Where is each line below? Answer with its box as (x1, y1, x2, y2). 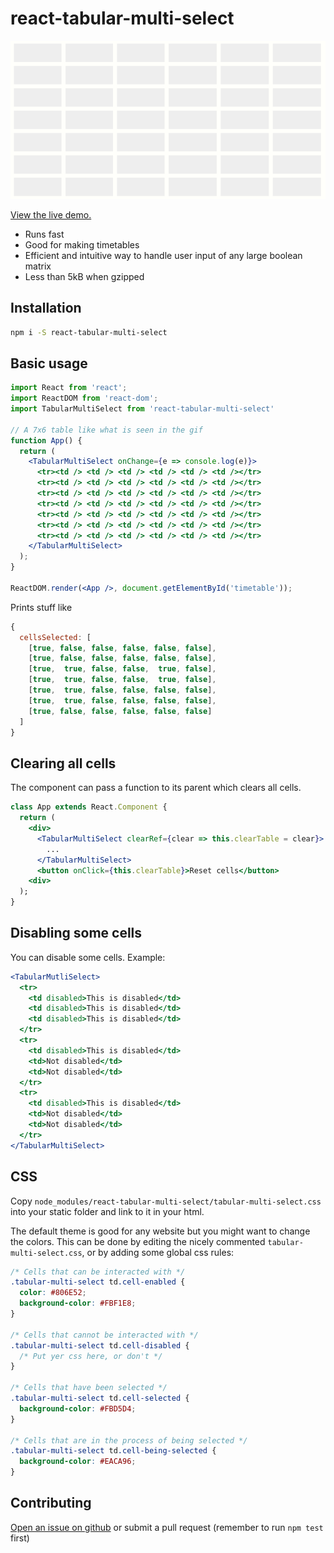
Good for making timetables (24, 238, 140, 251)
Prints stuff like (10, 601, 73, 613)
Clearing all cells (10, 755, 117, 772)
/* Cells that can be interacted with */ (10, 1267, 186, 1277)
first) (10, 1532, 30, 1544)
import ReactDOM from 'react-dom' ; (10, 393, 159, 404)
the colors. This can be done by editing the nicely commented (10, 1235, 266, 1247)
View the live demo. (10, 208, 92, 221)
